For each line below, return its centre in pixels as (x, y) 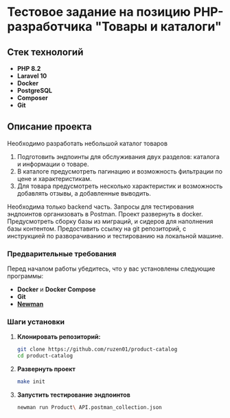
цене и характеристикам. (54, 178)
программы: (25, 276)
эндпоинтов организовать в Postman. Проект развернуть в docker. (105, 213)
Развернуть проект (46, 369)
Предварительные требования (62, 253)
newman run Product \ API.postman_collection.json (90, 408)
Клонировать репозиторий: (59, 337)
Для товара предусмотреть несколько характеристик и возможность (120, 186)
